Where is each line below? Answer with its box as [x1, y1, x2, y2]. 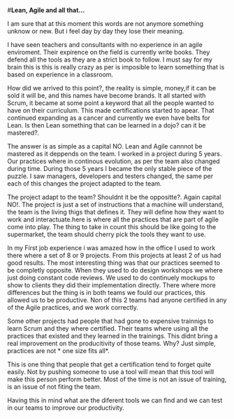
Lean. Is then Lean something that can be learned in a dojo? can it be [7, 121, 206, 129]
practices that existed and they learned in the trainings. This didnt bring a [7, 332, 218, 340]
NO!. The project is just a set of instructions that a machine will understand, [7, 200, 224, 209]
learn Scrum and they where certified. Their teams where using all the [7, 324, 208, 332]
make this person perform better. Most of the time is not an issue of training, [7, 375, 227, 383]
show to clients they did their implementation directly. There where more [7, 281, 217, 289]
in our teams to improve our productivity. [7, 404, 124, 412]
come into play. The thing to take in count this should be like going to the [7, 223, 217, 231]
